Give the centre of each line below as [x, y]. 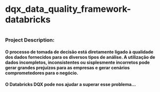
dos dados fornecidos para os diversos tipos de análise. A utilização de [80, 57]
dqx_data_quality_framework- [68, 9]
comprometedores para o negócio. [42, 73]
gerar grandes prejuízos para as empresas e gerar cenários [68, 67]
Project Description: [30, 40]
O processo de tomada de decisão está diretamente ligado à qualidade [79, 52]
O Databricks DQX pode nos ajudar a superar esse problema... [71, 84]
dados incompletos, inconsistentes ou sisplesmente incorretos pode [78, 62]
